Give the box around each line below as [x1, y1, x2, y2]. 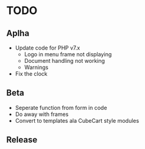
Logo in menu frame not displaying [24, 51, 112, 58]
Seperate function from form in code [15, 104, 108, 111]
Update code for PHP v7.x [15, 44, 80, 51]
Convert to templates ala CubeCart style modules [15, 117, 140, 124]
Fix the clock [15, 70, 48, 77]
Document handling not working [24, 57, 105, 64]
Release [6, 135, 38, 145]
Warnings [24, 64, 49, 71]
